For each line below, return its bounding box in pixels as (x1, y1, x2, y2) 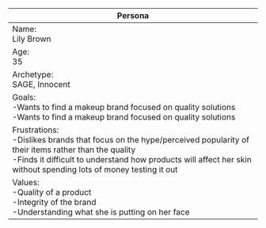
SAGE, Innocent (12, 79, 70, 89)
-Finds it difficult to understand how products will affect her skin (12, 154, 252, 165)
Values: (12, 177, 40, 188)
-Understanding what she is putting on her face (12, 207, 190, 217)
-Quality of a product (12, 187, 92, 197)
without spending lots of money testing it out (12, 164, 178, 175)
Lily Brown (12, 33, 51, 44)
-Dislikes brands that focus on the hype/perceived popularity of (12, 135, 249, 145)
